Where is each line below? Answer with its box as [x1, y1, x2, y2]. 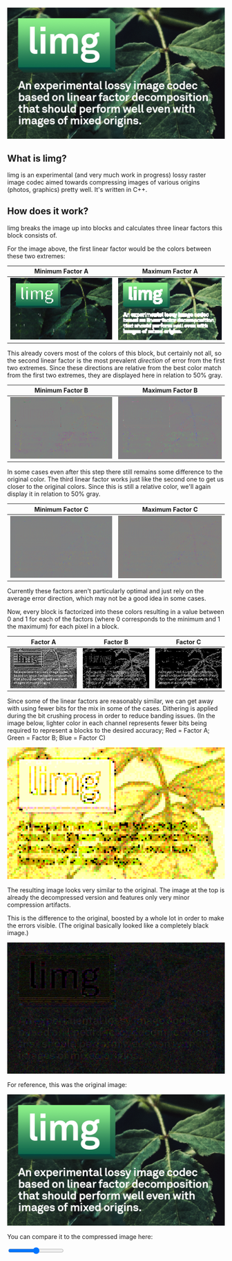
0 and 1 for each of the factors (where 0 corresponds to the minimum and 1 [7, 615, 221, 624]
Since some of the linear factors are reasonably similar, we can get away [7, 697, 214, 705]
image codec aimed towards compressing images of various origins [7, 177, 200, 186]
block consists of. [7, 231, 57, 239]
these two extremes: [7, 251, 66, 260]
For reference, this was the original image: [7, 1080, 128, 1088]
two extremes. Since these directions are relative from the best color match [7, 363, 222, 372]
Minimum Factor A [34, 267, 88, 276]
